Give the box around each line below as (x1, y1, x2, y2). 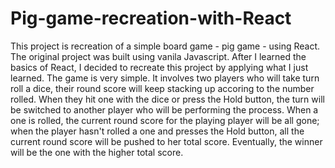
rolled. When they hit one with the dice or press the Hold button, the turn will (10, 93, 325, 105)
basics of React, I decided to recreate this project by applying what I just (10, 61, 309, 73)
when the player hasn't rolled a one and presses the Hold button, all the (10, 125, 305, 137)
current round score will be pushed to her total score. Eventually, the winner (10, 135, 323, 147)
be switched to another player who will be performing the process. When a (10, 103, 319, 116)
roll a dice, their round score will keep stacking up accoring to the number (10, 82, 315, 94)
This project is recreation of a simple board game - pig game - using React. (10, 40, 321, 52)
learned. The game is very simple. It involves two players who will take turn (10, 72, 320, 84)
